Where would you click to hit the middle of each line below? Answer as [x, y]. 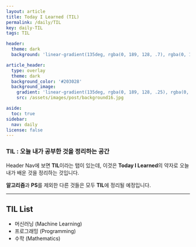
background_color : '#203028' [47, 81]
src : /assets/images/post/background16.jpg [70, 98]
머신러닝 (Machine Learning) [48, 224]
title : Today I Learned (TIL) [43, 17]
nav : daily [24, 124]
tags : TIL [18, 33]
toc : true [23, 114]
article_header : [26, 65]
